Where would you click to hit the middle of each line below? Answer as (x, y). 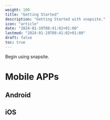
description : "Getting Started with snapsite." (55, 19)
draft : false (19, 38)
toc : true (15, 42)
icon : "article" (22, 24)
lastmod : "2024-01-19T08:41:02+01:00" (45, 33)
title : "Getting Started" (32, 14)
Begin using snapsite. (27, 56)
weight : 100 (17, 10)
